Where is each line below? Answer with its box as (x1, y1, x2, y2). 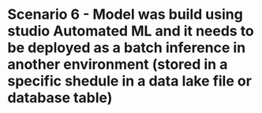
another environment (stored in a (7, 56, 228, 74)
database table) (7, 89, 113, 107)
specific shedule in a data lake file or (7, 72, 252, 90)
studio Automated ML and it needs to (7, 22, 254, 40)
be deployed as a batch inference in (7, 39, 246, 56)
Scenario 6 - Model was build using (7, 5, 244, 24)
